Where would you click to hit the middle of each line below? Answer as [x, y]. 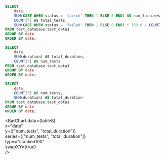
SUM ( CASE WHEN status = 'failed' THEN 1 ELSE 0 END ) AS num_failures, [88, 16]
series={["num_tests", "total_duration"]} [45, 136]
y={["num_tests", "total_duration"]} [41, 131]
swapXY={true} [21, 147]
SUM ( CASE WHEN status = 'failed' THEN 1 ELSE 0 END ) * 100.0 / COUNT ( [88, 25]
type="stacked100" [25, 142]
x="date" [14, 126]
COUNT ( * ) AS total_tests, [41, 20]
